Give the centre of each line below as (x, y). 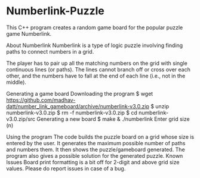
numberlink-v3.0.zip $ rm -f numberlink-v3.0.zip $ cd (72, 113)
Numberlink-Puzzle (55, 11)
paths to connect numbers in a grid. (50, 51)
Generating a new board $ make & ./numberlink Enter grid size (113, 119)
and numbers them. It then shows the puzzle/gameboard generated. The (96, 149)
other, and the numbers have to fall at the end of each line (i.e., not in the (96, 76)
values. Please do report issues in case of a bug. (66, 168)
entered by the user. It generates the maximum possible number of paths (96, 143)
